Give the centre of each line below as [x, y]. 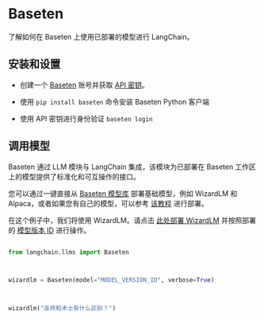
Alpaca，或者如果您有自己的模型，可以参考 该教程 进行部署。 [108, 203]
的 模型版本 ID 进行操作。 [50, 230]
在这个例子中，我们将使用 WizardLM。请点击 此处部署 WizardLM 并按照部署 [132, 220]
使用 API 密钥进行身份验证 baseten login [86, 118]
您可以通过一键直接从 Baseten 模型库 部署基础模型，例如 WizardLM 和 [123, 193]
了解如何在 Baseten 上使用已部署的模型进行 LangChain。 [101, 37]
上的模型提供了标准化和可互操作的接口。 [74, 176]
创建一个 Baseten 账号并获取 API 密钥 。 [84, 85]
